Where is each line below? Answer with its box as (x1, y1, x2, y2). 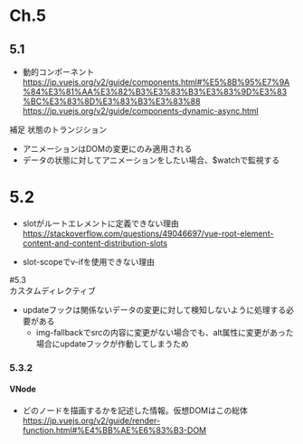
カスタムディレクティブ (9, 285, 97, 296)
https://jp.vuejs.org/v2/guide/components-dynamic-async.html (22, 106, 260, 116)
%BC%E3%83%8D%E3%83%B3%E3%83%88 (22, 96, 201, 107)
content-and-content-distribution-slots (22, 237, 168, 249)
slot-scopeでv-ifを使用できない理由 (22, 256, 156, 267)
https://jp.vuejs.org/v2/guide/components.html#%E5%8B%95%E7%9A (22, 77, 290, 87)
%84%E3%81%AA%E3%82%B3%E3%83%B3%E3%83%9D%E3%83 (22, 87, 288, 97)
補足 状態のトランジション (9, 124, 107, 135)
